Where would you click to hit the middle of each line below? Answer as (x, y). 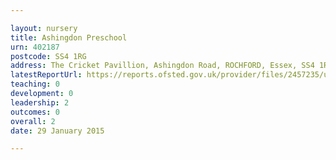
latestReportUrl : (46, 75)
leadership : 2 (40, 102)
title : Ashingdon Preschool (69, 37)
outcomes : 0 (35, 112)
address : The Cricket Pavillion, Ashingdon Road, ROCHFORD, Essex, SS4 (162, 66)
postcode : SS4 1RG (48, 56)
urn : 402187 (35, 47)
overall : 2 (33, 121)
